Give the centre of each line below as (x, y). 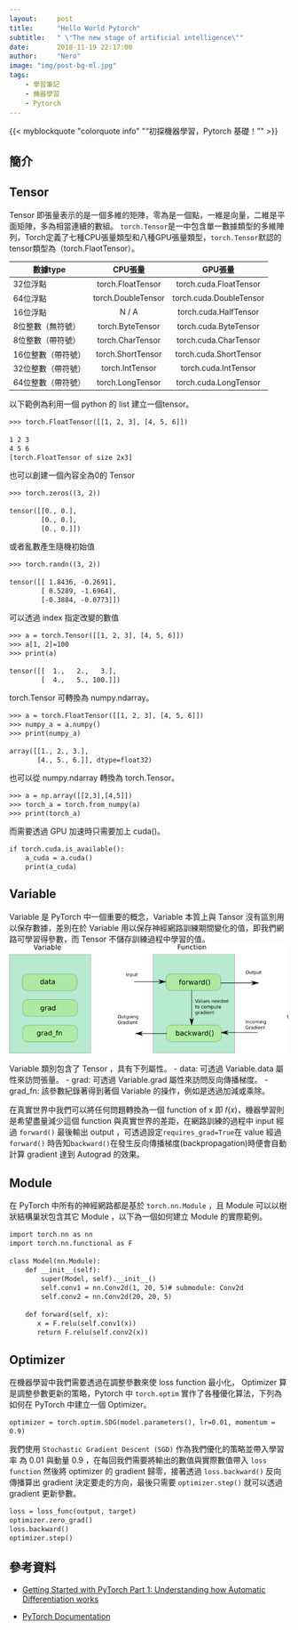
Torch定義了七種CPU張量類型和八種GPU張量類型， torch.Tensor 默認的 (153, 237)
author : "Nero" (45, 56)
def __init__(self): (63, 1271)
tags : (19, 76)
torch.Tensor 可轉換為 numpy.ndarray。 (82, 698)
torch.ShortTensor (129, 354)
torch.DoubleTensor (129, 298)
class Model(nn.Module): (55, 1262)
